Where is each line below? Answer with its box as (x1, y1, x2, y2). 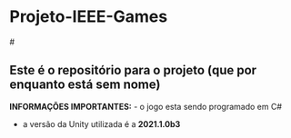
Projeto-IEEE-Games (9, 6, 168, 27)
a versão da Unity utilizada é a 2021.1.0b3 (22, 118, 181, 129)
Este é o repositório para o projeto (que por (9, 63, 257, 78)
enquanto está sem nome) (9, 77, 161, 93)
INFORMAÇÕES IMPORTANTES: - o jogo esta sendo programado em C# (9, 101, 283, 112)
